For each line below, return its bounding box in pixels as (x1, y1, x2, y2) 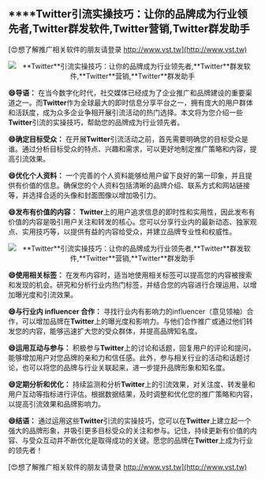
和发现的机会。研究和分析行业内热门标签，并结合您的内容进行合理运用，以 (8, 280, 250, 289)
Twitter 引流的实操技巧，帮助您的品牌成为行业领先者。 (8, 117, 185, 127)
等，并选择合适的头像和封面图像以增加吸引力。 (8, 190, 160, 199)
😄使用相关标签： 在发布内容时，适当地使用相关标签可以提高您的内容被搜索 (8, 270, 252, 280)
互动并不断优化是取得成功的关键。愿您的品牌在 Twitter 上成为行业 (42, 436, 254, 445)
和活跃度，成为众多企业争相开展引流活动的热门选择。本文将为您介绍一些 (8, 107, 243, 117)
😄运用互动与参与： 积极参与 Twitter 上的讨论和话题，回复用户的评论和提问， (8, 343, 256, 352)
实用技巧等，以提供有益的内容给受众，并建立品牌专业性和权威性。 (21, 227, 237, 236)
